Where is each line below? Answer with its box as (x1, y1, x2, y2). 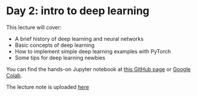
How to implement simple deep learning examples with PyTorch (14, 47, 171, 55)
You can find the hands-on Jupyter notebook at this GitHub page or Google (6, 65, 191, 72)
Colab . (6, 72, 23, 79)
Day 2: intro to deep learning (6, 4, 150, 18)
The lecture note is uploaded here (6, 83, 89, 90)
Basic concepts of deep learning (14, 41, 95, 49)
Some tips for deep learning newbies (14, 54, 105, 61)
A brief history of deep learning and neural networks (14, 35, 144, 42)
